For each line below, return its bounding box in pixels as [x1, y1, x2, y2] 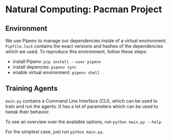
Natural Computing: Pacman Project [5, 4, 162, 15]
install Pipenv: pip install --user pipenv [12, 58, 102, 65]
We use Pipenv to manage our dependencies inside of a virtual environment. [5, 37, 167, 44]
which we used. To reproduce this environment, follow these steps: [5, 49, 147, 54]
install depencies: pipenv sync [12, 64, 77, 70]
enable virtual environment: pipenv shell [12, 69, 100, 75]
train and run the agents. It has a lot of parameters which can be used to [5, 103, 158, 109]
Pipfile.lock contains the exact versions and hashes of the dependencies [5, 43, 163, 49]
